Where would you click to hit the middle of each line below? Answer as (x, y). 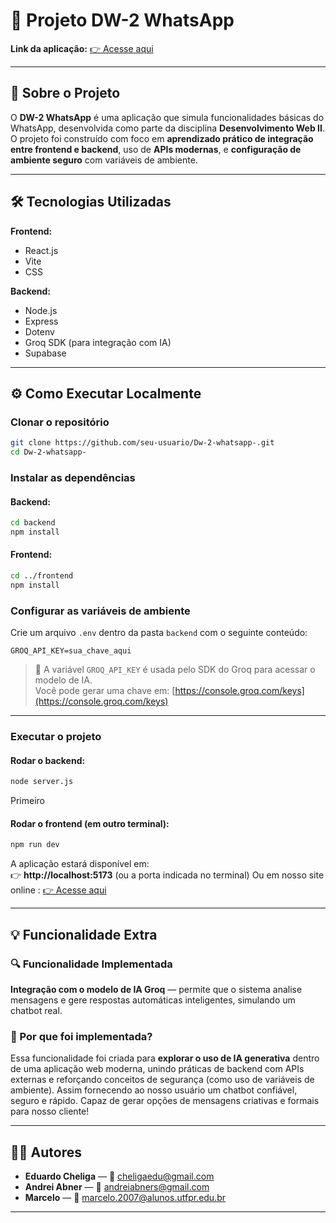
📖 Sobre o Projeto (65, 93)
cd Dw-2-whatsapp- (48, 452)
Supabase (45, 353)
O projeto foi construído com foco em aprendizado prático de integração (162, 138)
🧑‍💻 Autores (46, 1152)
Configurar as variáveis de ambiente (100, 611)
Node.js (41, 310)
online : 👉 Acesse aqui (58, 890)
